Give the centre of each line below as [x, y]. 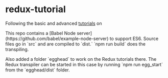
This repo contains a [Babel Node [40, 33]
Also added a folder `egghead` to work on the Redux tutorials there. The [81, 59]
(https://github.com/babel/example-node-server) [57, 38]
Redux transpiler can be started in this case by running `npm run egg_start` [84, 64]
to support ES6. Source [134, 38]
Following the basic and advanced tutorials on [54, 23]
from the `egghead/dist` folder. [38, 70]
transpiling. [17, 49]
